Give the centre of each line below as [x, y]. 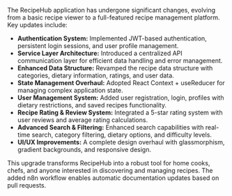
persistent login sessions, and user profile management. [98, 46]
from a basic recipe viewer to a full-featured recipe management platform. [114, 17]
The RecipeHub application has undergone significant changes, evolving [111, 10]
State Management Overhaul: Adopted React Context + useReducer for [121, 83]
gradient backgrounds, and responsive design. [84, 150]
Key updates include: [37, 25]
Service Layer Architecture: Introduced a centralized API [100, 53]
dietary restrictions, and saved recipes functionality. [92, 105]
